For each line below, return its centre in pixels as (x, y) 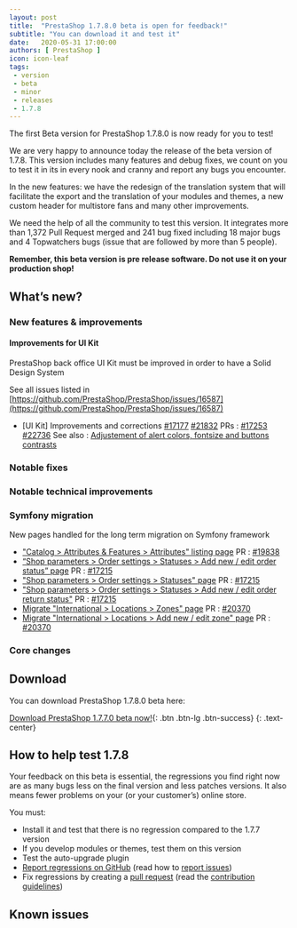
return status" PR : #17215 (69, 599)
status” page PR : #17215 (67, 571)
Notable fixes (39, 468)
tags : (19, 68)
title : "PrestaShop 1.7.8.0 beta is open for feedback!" (118, 26)
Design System (37, 372)
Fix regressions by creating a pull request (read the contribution (138, 877)
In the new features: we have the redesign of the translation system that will (148, 187)
